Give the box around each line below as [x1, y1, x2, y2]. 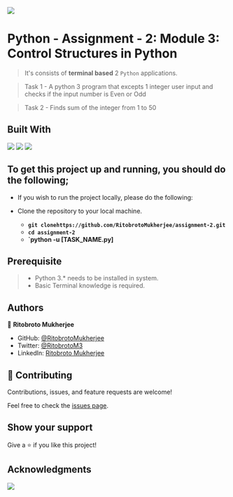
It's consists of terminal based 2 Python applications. [24, 69, 178, 77]
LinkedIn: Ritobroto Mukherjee [17, 349, 105, 358]
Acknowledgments [7, 463, 92, 476]
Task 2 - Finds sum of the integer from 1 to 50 [24, 103, 157, 111]
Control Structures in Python [7, 46, 178, 62]
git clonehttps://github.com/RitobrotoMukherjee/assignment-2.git [27, 222, 226, 229]
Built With [7, 123, 51, 136]
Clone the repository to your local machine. [17, 207, 142, 215]
